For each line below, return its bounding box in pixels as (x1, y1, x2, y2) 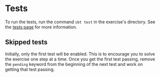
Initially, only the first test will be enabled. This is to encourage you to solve (5, 51, 155, 57)
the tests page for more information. (5, 24, 78, 30)
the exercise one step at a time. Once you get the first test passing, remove (5, 56, 155, 62)
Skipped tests (5, 38, 48, 46)
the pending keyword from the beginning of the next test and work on (5, 61, 143, 67)
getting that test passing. (5, 66, 55, 72)
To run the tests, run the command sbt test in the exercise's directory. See (5, 19, 156, 25)
